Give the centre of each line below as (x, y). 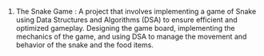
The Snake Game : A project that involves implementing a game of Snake (136, 11)
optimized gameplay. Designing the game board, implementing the (125, 28)
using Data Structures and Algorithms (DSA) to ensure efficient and (126, 20)
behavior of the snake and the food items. (85, 45)
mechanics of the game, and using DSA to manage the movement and (131, 36)
